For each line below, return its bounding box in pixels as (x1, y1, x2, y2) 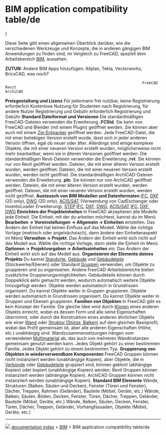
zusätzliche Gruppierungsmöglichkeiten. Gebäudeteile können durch (5, 272, 145, 278)
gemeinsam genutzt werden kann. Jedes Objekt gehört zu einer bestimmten (5, 340, 161, 346)
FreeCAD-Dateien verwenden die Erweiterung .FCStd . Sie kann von (5, 119, 142, 125)
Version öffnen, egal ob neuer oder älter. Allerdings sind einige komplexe (5, 140, 153, 146)
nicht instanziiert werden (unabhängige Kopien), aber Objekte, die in (5, 356, 144, 362)
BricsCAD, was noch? (5, 71, 49, 76)
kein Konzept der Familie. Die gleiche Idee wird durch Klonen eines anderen (5, 303, 159, 309)
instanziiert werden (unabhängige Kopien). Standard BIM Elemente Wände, (5, 377, 159, 383)
